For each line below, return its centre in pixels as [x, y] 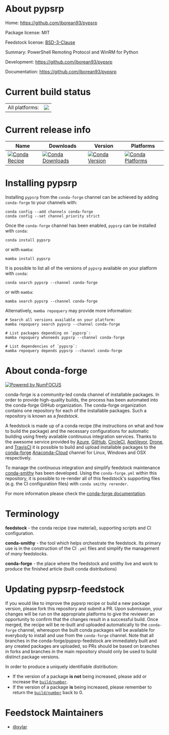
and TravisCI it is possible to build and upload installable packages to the [81, 447]
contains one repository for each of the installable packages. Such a [76, 410]
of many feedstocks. [27, 553]
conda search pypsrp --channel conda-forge [52, 282]
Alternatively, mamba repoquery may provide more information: [69, 310]
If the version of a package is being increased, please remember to [82, 687]
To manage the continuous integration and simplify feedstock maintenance [83, 468]
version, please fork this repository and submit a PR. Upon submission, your [84, 608]
